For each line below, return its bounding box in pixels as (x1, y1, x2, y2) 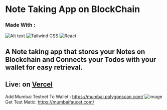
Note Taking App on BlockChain (5, 4, 140, 15)
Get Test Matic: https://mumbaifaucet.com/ (5, 99, 94, 105)
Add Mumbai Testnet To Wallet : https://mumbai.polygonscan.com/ (5, 93, 144, 99)
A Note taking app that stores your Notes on (5, 47, 145, 56)
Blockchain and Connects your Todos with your (5, 55, 156, 64)
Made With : (5, 22, 36, 29)
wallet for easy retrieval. (5, 63, 83, 71)
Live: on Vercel (5, 80, 53, 89)
